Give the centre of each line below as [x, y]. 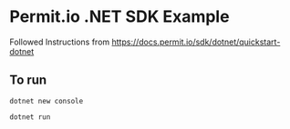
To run [28, 80]
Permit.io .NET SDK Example [119, 17]
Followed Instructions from [60, 42]
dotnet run [30, 117]
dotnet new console [47, 101]
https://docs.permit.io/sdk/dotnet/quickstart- [196, 42]
